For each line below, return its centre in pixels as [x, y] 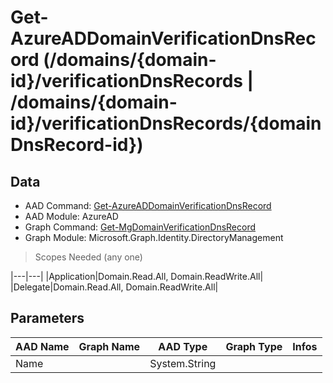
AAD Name [42, 346]
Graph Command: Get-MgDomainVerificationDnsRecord [140, 227]
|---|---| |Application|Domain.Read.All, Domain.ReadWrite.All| [137, 276]
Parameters [47, 318]
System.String [183, 363]
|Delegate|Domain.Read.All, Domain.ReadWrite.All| [114, 287]
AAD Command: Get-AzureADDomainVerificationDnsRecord [148, 205]
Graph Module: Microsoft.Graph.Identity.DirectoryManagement [154, 237]
